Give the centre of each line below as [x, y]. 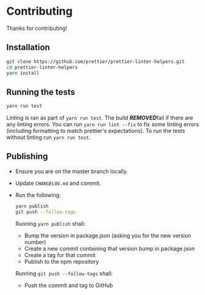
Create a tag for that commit [60, 255]
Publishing [27, 156]
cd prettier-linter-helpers [42, 67]
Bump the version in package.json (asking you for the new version [108, 235]
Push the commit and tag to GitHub [69, 285]
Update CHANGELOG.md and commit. [58, 183]
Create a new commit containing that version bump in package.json [109, 248]
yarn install [23, 73]
